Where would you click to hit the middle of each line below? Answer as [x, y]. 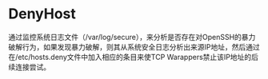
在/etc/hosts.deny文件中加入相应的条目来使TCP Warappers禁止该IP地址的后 [133, 57]
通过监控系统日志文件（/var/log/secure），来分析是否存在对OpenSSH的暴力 [132, 37]
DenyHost [42, 14]
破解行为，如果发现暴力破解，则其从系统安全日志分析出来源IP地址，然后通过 [134, 47]
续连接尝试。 [29, 67]
